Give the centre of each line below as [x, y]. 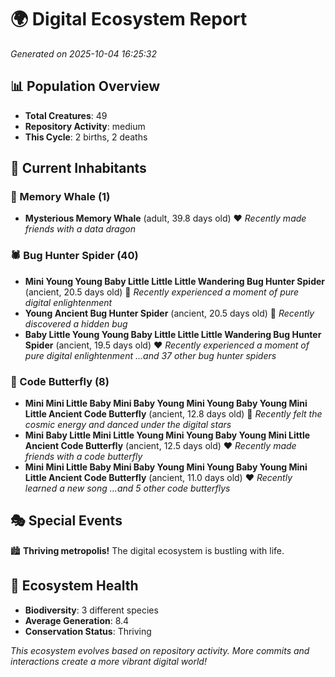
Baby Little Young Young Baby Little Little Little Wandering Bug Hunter [173, 334]
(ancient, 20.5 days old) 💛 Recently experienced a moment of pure [162, 292]
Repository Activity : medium [85, 126]
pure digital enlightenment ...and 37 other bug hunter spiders [150, 355]
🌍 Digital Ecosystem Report [129, 19]
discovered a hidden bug [76, 323]
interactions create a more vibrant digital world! [108, 661]
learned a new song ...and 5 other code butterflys [127, 488]
